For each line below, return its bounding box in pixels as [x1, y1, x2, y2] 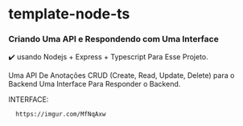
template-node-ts [8, 5, 130, 23]
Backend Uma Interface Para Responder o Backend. [8, 79, 181, 89]
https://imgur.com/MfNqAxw [15, 110, 106, 119]
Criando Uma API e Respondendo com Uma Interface [8, 34, 219, 45]
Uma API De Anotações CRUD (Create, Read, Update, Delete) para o [8, 71, 235, 80]
